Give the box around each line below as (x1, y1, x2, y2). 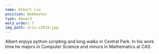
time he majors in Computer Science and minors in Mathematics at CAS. (5, 44, 152, 50)
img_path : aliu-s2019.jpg (5, 25, 58, 30)
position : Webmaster (5, 12, 48, 17)
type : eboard (5, 16, 32, 21)
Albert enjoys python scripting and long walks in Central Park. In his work (5, 38, 155, 44)
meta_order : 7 (5, 20, 35, 26)
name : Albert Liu (5, 7, 41, 12)
